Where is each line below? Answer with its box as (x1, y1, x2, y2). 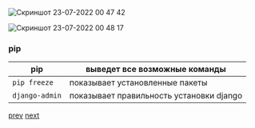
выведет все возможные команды (85, 64, 226, 75)
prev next (8, 110, 40, 120)
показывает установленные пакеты (69, 77, 208, 88)
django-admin (12, 91, 62, 100)
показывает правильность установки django (69, 90, 242, 102)
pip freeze (12, 78, 54, 87)
